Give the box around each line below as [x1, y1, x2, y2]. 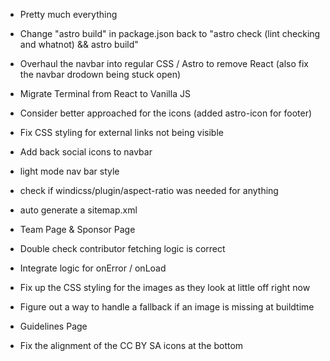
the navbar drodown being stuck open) [19, 69, 182, 80]
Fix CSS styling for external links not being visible [19, 127, 224, 138]
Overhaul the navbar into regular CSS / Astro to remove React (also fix [19, 58, 309, 69]
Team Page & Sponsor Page [19, 224, 136, 235]
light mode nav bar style [19, 165, 120, 177]
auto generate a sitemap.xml [19, 204, 138, 216]
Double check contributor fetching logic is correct [19, 243, 226, 254]
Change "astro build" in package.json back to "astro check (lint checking [19, 28, 321, 39]
